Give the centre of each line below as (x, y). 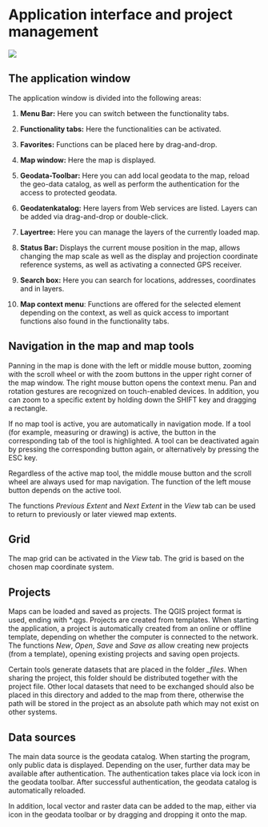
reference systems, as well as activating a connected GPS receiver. (131, 264)
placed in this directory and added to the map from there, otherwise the (126, 695)
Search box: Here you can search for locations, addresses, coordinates (138, 280)
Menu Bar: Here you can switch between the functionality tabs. (124, 113)
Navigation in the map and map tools (101, 346)
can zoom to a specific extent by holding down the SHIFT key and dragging (132, 399)
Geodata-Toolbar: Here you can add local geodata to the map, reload (134, 175)
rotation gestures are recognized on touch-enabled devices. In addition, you (134, 391)
